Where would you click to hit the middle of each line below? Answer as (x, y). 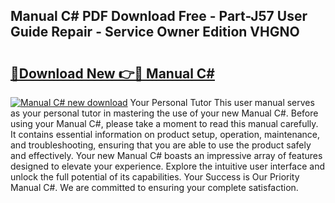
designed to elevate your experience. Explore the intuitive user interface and (168, 166)
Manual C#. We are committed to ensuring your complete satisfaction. (154, 187)
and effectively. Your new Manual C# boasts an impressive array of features (166, 155)
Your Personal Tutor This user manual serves (222, 102)
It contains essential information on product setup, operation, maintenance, (165, 134)
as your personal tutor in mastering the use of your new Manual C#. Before (164, 113)
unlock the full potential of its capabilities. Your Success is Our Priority (155, 177)
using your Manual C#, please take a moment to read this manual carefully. (164, 123)
